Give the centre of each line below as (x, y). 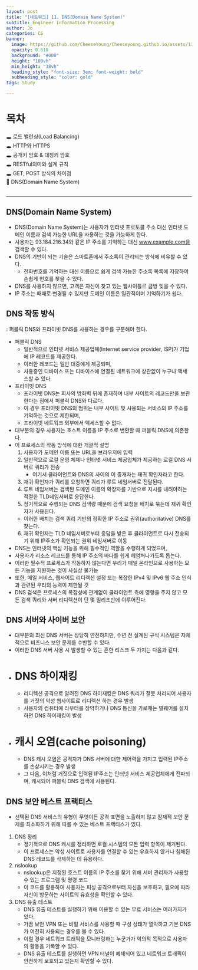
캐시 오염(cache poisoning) (80, 742)
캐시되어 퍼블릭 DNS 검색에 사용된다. (74, 781)
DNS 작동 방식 (31, 314)
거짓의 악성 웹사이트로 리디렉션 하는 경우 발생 (82, 701)
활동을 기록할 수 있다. (54, 946)
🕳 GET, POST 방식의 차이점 (39, 173)
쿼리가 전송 (47, 467)
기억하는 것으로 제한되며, (52, 415)
